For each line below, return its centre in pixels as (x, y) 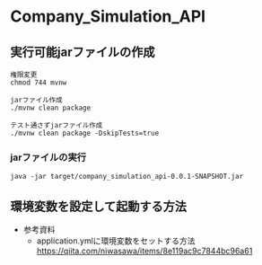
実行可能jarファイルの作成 (83, 52)
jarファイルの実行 (48, 157)
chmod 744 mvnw (39, 83)
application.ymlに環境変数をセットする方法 (116, 241)
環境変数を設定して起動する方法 (99, 206)
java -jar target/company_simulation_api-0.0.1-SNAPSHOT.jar (127, 177)
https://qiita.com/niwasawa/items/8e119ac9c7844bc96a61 (144, 251)
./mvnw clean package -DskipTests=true (85, 133)
